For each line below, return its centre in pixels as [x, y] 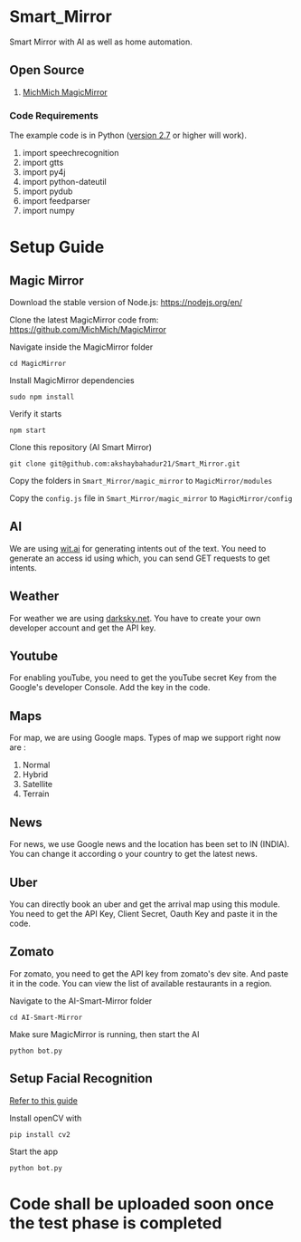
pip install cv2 [40, 1134]
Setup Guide [57, 247]
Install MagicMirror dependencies [72, 380]
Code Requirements [54, 115]
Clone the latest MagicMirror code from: [84, 320]
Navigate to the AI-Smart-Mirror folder [81, 1001]
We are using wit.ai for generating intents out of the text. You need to [138, 548]
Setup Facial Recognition [81, 1078]
